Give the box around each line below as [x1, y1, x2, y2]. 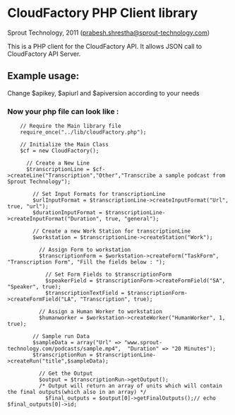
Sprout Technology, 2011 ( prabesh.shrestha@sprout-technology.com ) [7, 28, 210, 37]
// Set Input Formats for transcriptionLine [32, 191, 166, 198]
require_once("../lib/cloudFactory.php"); [20, 129, 147, 136]
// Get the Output [38, 370, 93, 378]
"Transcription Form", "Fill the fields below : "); [7, 259, 166, 266]
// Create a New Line [25, 160, 90, 167]
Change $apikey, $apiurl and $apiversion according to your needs [7, 88, 200, 97]
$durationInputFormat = [32, 209, 102, 216]
